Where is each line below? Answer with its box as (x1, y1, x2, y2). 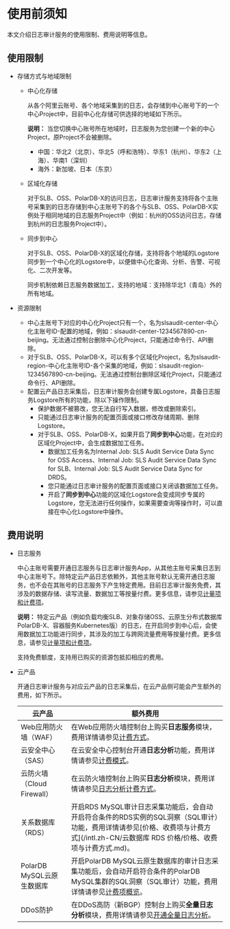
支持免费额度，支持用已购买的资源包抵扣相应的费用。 (16, 653, 168, 661)
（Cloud (20, 779, 47, 788)
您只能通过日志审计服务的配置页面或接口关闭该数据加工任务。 (47, 482, 222, 490)
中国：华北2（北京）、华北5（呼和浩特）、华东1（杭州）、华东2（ (37, 147, 216, 155)
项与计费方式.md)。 (71, 843, 134, 853)
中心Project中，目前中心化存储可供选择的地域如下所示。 (27, 109, 186, 117)
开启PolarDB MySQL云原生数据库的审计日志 (71, 856, 212, 866)
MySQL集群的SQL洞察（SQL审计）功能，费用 (71, 877, 218, 886)
